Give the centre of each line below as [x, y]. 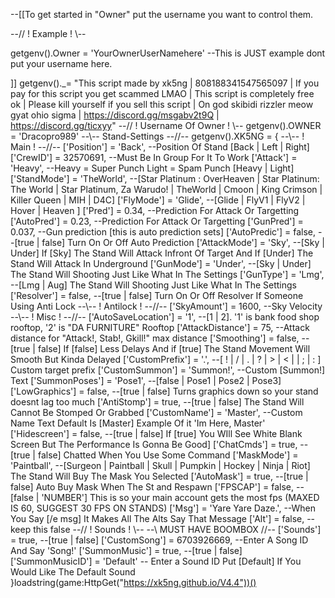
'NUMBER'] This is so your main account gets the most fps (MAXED [180, 497]
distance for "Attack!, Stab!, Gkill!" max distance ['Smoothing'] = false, [155, 338]
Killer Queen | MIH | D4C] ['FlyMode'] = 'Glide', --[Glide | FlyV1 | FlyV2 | [158, 200]
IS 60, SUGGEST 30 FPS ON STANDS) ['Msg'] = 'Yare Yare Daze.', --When [163, 508]
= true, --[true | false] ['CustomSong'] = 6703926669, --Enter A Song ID [159, 540]
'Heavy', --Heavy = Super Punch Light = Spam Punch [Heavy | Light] [152, 168]
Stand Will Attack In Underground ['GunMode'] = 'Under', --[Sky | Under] [161, 263]
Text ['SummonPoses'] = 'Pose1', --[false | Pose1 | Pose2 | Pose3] [146, 380]
